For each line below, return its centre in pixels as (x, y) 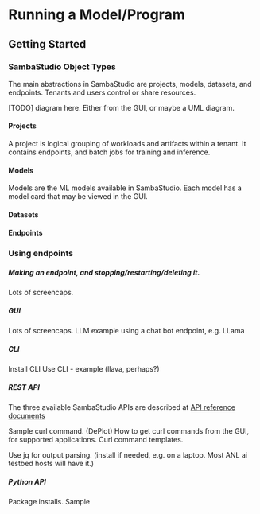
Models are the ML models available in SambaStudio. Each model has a (125, 188)
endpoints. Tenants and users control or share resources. (102, 92)
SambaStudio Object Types (62, 67)
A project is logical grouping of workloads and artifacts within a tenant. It (127, 144)
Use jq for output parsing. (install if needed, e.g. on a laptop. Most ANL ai (128, 455)
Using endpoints (41, 254)
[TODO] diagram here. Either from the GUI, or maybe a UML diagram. (121, 107)
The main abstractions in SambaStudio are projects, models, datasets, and (130, 84)
